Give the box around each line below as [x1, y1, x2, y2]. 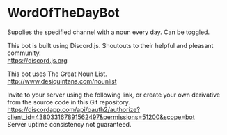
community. [7, 49, 41, 57]
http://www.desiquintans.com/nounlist [7, 77, 117, 85]
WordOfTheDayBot [7, 5, 120, 21]
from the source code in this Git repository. [7, 97, 131, 106]
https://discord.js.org [7, 56, 68, 64]
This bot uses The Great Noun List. [7, 70, 107, 78]
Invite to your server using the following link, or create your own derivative [7, 90, 221, 99]
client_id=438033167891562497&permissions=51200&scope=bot [7, 113, 195, 121]
